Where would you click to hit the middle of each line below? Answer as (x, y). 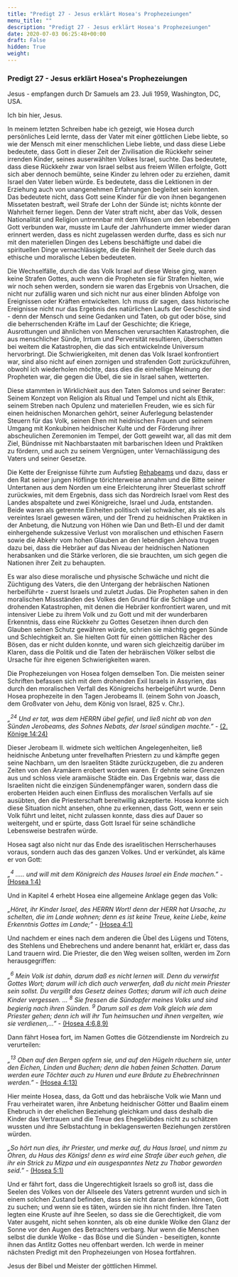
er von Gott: (25, 859)
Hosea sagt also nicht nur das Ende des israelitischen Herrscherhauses (112, 844)
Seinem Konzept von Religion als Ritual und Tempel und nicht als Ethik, (111, 398)
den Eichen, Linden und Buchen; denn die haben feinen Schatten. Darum (114, 1067)
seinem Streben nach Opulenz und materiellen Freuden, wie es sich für (111, 406)
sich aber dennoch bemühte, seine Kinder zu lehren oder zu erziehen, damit (119, 174)
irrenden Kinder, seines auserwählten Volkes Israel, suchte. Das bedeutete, (117, 159)
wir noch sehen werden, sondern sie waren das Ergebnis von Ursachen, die (118, 286)
